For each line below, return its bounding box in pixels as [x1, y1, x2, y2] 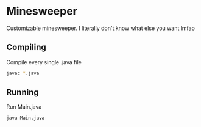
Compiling [6, 42, 47, 53]
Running [6, 87, 40, 98]
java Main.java [6, 115, 45, 122]
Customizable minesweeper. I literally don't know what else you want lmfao [6, 24, 195, 32]
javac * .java [6, 70, 40, 76]
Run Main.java [6, 103, 42, 111]
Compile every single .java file [6, 58, 82, 65]
